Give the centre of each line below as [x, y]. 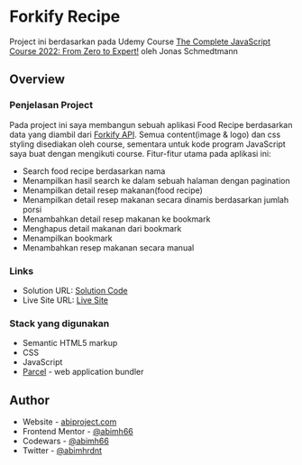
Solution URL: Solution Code [75, 290]
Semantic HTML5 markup [70, 343]
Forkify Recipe [65, 17]
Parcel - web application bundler [83, 372]
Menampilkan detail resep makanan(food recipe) [112, 190]
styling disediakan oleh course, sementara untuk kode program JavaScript [147, 144]
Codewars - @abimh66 [66, 441]
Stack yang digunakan [59, 324]
